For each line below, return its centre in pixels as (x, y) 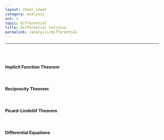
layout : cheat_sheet (26, 9)
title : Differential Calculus (36, 28)
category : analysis (25, 14)
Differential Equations (28, 133)
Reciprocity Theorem (27, 88)
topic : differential (26, 23)
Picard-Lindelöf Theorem (31, 111)
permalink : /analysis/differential (41, 32)
